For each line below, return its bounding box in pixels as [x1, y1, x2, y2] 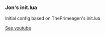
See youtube [5, 25, 31, 31]
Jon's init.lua [5, 4, 37, 11]
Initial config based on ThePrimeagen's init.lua [5, 15, 101, 21]
